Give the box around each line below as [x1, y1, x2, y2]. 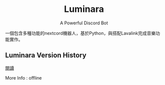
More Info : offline [5, 75, 42, 81]
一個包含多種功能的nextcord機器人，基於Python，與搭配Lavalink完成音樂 [5, 30, 156, 36]
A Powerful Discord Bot [59, 20, 108, 26]
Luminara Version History [5, 51, 86, 60]
